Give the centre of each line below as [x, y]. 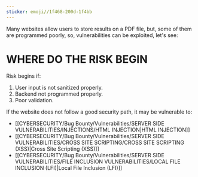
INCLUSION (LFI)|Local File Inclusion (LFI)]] [68, 167]
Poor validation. [34, 100]
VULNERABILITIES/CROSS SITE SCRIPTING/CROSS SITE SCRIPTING [99, 142]
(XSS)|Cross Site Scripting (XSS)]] [57, 149]
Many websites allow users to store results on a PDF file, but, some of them [99, 29]
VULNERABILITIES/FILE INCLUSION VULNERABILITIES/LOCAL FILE [98, 161]
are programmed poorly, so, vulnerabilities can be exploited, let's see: [92, 35]
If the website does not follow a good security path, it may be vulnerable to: [99, 112]
